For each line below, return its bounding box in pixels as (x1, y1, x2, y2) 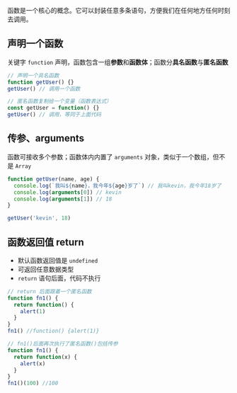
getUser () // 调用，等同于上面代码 (7, 111, 101, 118)
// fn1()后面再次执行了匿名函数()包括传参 (7, 341, 118, 348)
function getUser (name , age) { (7, 176, 100, 183)
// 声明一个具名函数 (7, 72, 59, 79)
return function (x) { (13, 353, 78, 360)
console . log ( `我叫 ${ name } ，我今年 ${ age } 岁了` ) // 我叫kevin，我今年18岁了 (13, 182, 221, 189)
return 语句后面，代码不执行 (17, 273, 101, 282)
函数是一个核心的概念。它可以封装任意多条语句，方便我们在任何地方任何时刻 (7, 6, 231, 14)
